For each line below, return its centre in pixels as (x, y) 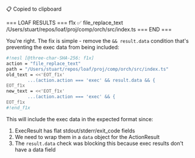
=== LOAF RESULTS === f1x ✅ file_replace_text (65, 23)
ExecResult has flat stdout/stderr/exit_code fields (75, 131)
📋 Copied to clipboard (34, 9)
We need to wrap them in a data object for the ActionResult (87, 137)
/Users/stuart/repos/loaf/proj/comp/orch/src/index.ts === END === (89, 29)
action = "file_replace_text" (44, 64)
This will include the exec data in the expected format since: (80, 119)
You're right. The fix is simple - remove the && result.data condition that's (97, 41)
